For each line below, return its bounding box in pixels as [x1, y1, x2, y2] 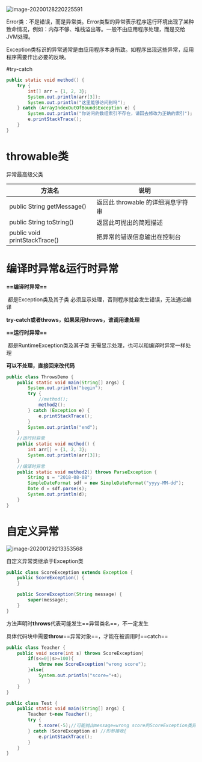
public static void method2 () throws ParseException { [17, 469, 158, 475]
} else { [28, 667, 44, 673]
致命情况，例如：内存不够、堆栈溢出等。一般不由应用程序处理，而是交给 [6, 26, 185, 32]
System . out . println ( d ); [28, 491, 87, 497]
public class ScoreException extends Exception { [6, 569, 133, 576]
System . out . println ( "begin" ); [28, 385, 103, 391]
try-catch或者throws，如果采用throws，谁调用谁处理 [6, 316, 140, 323]
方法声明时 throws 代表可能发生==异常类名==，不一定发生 [6, 619, 149, 627]
